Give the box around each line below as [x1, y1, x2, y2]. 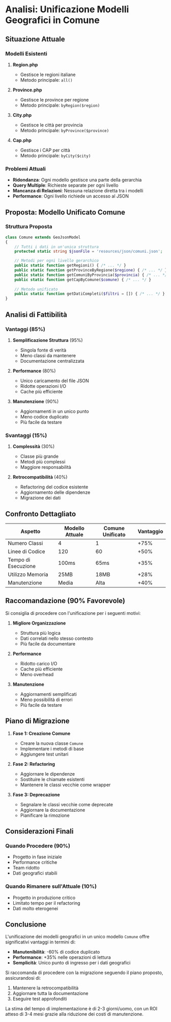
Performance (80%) [12, 367, 56, 373]
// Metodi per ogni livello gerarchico [14, 258, 99, 263]
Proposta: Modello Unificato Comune [5, 208, 126, 216]
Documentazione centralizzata [20, 358, 85, 364]
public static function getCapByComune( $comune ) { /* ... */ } [14, 277, 152, 282]
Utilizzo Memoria [8, 571, 48, 578]
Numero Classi [8, 540, 43, 547]
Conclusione [5, 920, 47, 929]
